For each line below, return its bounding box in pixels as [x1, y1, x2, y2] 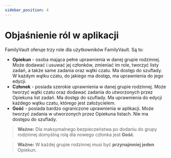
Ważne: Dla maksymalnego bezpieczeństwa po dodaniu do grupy [17, 126, 157, 132]
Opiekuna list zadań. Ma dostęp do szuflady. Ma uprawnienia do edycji [12, 94, 162, 100]
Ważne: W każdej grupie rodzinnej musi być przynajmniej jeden [17, 141, 155, 147]
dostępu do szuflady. [12, 116, 58, 122]
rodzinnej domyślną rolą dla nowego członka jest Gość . [17, 131, 135, 138]
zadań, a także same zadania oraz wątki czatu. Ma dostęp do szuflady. [12, 67, 162, 73]
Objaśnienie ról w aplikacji [5, 29, 119, 41]
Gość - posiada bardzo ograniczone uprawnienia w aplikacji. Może [12, 105, 154, 111]
